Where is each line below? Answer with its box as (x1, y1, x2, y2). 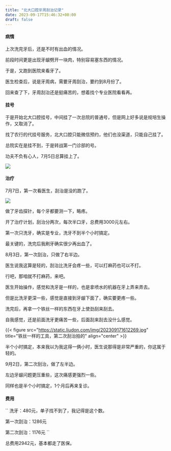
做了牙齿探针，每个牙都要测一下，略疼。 (5, 208, 90, 214)
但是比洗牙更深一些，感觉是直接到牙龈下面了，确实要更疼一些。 (5, 295, 139, 301)
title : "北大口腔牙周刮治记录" (5, 7, 64, 13)
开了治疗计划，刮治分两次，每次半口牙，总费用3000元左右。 (5, 219, 133, 225)
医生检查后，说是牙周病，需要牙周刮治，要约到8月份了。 (5, 78, 124, 84)
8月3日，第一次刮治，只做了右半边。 (5, 251, 82, 257)
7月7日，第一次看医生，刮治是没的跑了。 (5, 187, 91, 194)
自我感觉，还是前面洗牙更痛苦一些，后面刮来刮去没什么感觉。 (5, 316, 135, 322)
